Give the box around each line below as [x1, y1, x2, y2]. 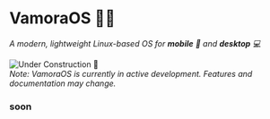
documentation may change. [9, 78, 117, 89]
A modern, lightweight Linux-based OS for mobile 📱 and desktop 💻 [9, 38, 262, 48]
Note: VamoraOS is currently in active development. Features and [9, 68, 253, 79]
